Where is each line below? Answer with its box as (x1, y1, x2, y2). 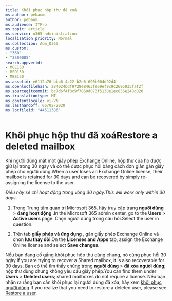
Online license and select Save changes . (12, 242, 100, 248)
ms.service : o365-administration (5, 31, 77, 36)
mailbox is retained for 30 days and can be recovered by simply (5, 174, 140, 180)
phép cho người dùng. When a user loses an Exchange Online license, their (5, 168, 163, 174)
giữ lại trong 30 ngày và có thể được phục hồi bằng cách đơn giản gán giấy (5, 163, 164, 169)
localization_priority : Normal (5, 36, 72, 42)
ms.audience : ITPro (5, 22, 47, 27)
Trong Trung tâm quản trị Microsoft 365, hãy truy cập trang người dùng (12, 205, 164, 211)
